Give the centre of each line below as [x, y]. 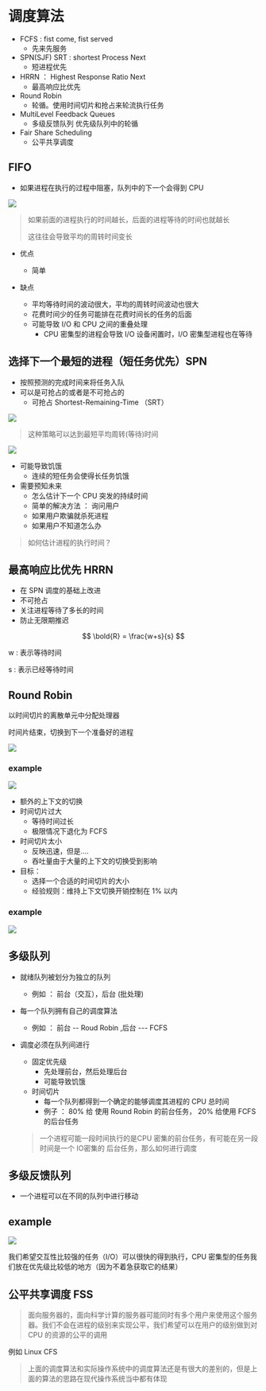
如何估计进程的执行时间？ [69, 542]
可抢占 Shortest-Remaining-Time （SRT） [100, 402]
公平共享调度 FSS [51, 1294]
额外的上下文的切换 [51, 802]
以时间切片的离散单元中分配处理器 [64, 715]
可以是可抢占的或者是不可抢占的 [72, 392]
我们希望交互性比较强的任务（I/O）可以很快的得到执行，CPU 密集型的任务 [129, 1257]
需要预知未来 [40, 486]
